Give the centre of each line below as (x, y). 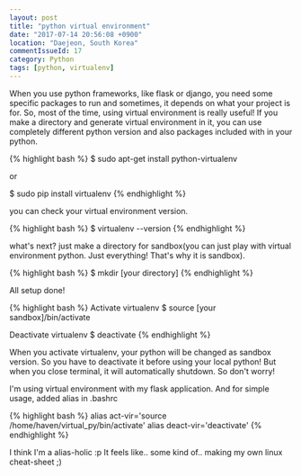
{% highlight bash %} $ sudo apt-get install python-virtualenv (124, 158)
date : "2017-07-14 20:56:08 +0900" (76, 34)
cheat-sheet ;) (36, 462)
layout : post (34, 18)
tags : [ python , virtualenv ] (62, 68)
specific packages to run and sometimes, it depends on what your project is (150, 103)
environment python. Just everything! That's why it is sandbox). (127, 255)
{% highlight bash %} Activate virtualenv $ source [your (113, 308)
